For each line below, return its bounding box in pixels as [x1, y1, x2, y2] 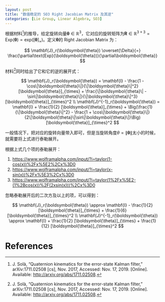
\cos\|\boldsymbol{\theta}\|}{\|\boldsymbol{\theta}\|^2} [26, 83, 139, 89]
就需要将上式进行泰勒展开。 [5, 136, 61, 142]
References [5, 240, 53, 251]
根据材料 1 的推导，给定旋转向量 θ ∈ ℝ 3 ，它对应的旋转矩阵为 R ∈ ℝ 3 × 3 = [5, 30, 150, 37]
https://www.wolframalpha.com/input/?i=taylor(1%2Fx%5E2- [12, 177, 136, 183]
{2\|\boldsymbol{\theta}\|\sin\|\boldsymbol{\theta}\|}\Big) [24, 114, 141, 120]
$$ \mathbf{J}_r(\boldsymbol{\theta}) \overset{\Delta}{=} [24, 47, 141, 53]
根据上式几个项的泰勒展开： [5, 146, 61, 152]
